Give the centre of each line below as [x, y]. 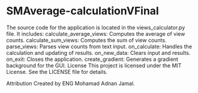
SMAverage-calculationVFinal [82, 11]
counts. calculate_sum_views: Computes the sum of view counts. [86, 40]
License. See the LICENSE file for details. [57, 72]
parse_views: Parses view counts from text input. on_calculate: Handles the [99, 46]
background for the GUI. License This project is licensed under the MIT [94, 65]
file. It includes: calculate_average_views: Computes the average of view [96, 33]
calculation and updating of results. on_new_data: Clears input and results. [98, 52]
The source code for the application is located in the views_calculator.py [96, 27]
